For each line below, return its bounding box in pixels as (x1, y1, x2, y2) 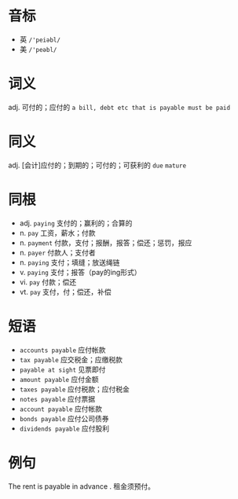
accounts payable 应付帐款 (19, 345, 106, 354)
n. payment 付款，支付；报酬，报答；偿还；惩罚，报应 (19, 237, 192, 248)
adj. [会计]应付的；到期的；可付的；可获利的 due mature (8, 160, 187, 170)
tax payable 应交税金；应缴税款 (19, 354, 123, 364)
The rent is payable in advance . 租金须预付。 (8, 481, 156, 491)
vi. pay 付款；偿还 (19, 277, 77, 287)
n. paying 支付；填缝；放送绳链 (19, 257, 120, 267)
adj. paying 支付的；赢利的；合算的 (19, 218, 133, 228)
